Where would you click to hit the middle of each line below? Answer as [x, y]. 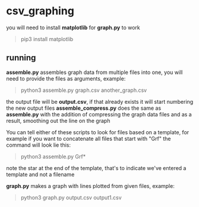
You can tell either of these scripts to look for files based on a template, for [98, 132]
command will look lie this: [39, 145]
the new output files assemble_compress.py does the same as [84, 108]
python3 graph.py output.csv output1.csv [71, 197]
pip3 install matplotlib [47, 39]
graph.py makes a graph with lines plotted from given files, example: [91, 186]
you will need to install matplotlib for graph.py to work [73, 27]
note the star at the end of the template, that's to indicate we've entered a [96, 168]
